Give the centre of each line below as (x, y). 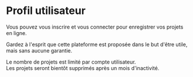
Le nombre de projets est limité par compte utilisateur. (71, 62)
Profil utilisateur (46, 11)
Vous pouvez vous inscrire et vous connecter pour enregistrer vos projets (95, 27)
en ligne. (17, 33)
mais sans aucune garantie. (39, 50)
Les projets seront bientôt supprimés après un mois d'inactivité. (83, 68)
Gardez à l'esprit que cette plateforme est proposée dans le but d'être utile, (97, 44)
